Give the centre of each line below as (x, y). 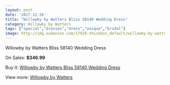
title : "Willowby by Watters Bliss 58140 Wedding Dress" (67, 19)
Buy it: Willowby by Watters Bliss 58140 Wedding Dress (63, 67)
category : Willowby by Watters (38, 24)
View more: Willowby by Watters (39, 77)
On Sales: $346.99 (25, 58)
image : (12, 33)
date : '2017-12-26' (26, 15)
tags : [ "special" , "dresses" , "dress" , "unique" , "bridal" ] (65, 29)
